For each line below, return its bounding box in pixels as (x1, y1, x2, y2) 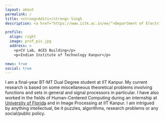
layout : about (5, 7, 34, 12)
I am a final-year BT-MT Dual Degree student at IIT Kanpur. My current (5, 79, 147, 85)
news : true (5, 61, 27, 66)
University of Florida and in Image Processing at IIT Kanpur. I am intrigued (5, 100, 155, 106)
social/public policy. (5, 111, 46, 117)
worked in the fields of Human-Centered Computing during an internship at (5, 95, 157, 101)
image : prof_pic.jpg (9, 39, 52, 44)
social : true (5, 66, 32, 71)
